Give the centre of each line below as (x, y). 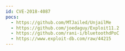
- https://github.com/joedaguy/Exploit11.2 (65, 28)
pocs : (12, 17)
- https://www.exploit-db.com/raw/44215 (61, 39)
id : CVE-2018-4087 (28, 11)
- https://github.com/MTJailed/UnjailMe (61, 22)
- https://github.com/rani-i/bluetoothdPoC (65, 33)
